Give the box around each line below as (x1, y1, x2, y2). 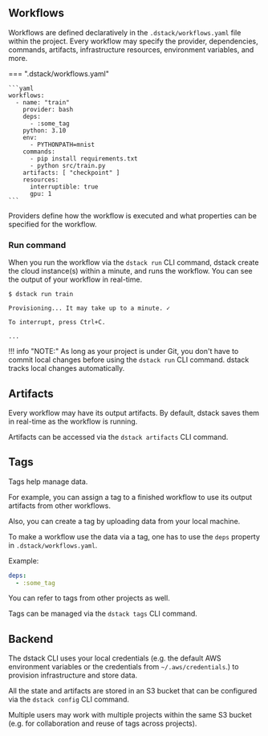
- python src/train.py (29, 161, 106, 169)
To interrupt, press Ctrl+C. (8, 319, 106, 327)
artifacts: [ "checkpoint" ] (22, 169, 120, 177)
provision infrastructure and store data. (8, 670, 138, 681)
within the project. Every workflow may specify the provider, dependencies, (8, 36, 258, 46)
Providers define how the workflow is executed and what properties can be (8, 210, 257, 220)
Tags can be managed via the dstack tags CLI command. (8, 609, 198, 619)
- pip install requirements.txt (29, 154, 138, 163)
